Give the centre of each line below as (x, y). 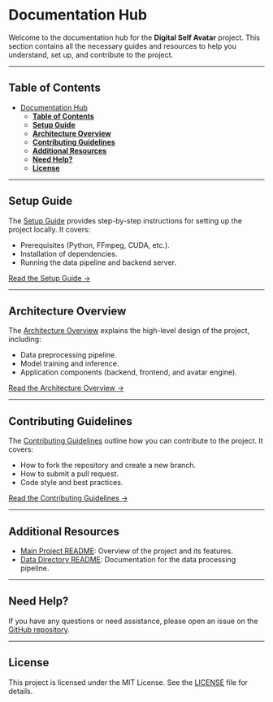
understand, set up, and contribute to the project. (91, 54)
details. (21, 691)
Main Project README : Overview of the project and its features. (126, 551)
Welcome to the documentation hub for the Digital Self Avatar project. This (134, 37)
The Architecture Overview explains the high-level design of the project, (129, 331)
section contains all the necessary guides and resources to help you (123, 45)
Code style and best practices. (71, 483)
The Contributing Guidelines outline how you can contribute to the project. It (136, 441)
